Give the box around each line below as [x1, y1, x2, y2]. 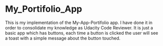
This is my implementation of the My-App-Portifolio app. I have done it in [5, 20, 153, 25]
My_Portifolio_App [5, 3, 82, 15]
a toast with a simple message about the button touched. [5, 35, 121, 41]
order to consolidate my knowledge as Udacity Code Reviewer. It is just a [5, 24, 154, 30]
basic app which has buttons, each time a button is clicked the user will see [5, 30, 159, 36]
